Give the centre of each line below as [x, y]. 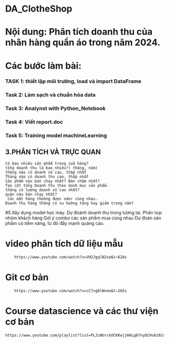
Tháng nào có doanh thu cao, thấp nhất [47, 177]
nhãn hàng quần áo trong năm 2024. [83, 43]
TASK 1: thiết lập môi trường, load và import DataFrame [73, 81]
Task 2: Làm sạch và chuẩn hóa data [50, 95]
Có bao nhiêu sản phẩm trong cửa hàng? [47, 163]
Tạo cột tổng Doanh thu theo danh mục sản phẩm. [57, 185]
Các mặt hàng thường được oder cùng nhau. [53, 199]
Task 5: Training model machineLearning [56, 136]
